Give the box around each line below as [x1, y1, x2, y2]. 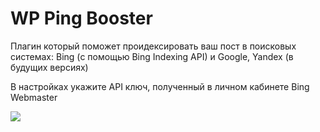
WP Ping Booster [10, 7, 153, 30]
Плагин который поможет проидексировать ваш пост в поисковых [10, 40, 297, 52]
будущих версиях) [10, 61, 89, 73]
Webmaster [10, 91, 58, 103]
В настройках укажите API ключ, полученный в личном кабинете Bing [10, 80, 310, 92]
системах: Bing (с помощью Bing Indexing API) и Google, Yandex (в [10, 50, 294, 62]
